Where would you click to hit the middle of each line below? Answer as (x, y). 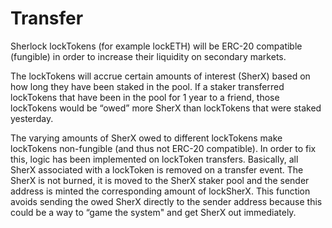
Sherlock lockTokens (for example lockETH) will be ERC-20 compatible (156, 46)
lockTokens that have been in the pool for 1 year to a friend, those (145, 97)
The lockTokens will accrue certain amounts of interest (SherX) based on (160, 76)
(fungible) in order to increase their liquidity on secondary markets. (148, 56)
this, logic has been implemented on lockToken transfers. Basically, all (154, 159)
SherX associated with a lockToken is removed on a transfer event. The (157, 169)
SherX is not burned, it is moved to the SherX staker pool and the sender (160, 180)
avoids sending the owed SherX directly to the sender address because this (166, 201)
